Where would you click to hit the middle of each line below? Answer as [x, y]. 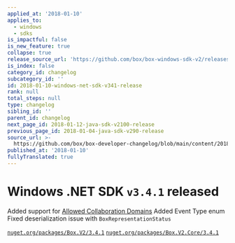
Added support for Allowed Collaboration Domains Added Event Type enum [116, 211]
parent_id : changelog [39, 118]
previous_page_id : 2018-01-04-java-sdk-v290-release [86, 131]
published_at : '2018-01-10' [48, 151]
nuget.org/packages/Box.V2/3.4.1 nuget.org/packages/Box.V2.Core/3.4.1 [113, 232]
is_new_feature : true [39, 46]
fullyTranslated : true [40, 157]
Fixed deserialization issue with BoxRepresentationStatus [89, 218]
